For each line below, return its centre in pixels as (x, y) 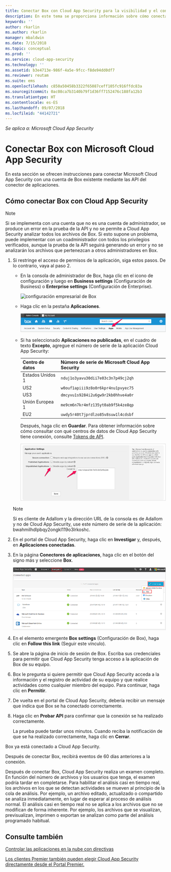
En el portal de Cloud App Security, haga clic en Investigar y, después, (87, 539)
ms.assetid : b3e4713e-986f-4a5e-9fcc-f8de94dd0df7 (60, 70)
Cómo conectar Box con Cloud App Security (77, 201)
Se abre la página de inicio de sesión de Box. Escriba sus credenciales (87, 654)
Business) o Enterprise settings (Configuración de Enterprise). (86, 286)
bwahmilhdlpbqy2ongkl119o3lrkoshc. (51, 530)
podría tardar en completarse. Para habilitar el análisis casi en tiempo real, (83, 783)
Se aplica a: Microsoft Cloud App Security (50, 128)
